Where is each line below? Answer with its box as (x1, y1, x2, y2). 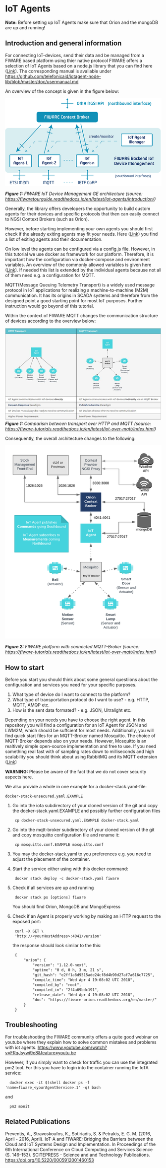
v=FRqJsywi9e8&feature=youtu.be (5, 1049, 76, 1055)
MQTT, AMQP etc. (12, 702, 50, 708)
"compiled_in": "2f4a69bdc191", (32, 987, 99, 993)
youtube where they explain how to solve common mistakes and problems (5, 1039, 157, 1045)
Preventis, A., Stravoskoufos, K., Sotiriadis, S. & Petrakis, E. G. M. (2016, (5, 1130, 151, 1137)
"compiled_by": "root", (32, 982, 82, 988)
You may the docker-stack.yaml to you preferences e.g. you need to (12, 851, 152, 857)
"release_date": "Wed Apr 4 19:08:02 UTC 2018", (32, 992, 135, 998)
